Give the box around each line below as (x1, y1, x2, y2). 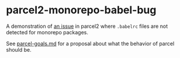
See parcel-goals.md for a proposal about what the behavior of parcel (6, 40, 175, 47)
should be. (6, 46, 32, 53)
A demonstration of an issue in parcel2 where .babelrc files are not (6, 23, 168, 30)
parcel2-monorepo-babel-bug (6, 3, 157, 17)
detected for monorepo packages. (6, 28, 89, 35)
